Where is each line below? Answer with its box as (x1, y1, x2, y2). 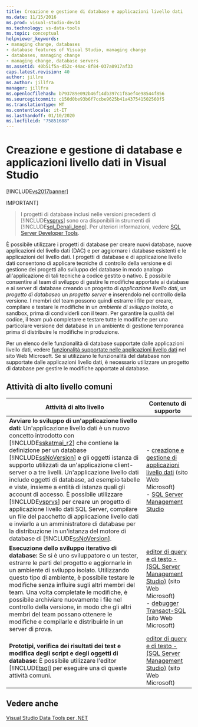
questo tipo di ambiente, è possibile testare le (9, 573, 134, 582)
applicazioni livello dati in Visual (6, 156, 167, 170)
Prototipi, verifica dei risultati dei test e (9, 642, 121, 650)
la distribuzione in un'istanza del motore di (9, 527, 127, 535)
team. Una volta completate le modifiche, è (9, 588, 128, 596)
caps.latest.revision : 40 (6, 69, 70, 75)
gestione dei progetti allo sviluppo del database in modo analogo (6, 266, 163, 273)
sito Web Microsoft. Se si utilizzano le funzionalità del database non (6, 353, 170, 360)
